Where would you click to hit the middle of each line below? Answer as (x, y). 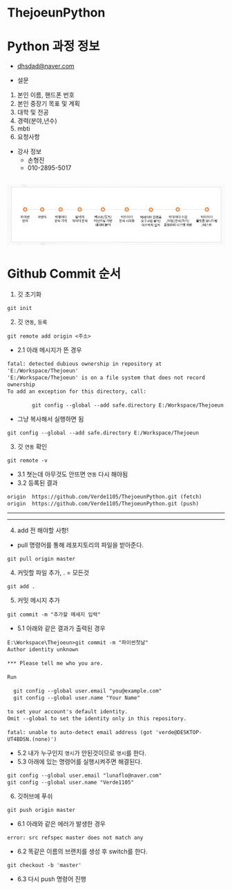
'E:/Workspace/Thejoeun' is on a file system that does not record (106, 378)
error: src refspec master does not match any (75, 838)
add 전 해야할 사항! (43, 530)
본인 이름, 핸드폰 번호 (46, 95)
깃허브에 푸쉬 (35, 796)
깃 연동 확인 (32, 446)
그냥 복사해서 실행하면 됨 (50, 418)
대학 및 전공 (33, 113)
